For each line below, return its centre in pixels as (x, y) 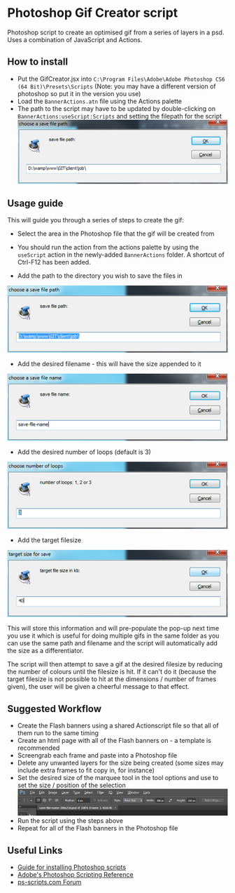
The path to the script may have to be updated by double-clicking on (116, 108)
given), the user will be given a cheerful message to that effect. (99, 687)
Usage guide (35, 203)
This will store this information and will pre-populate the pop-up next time (113, 629)
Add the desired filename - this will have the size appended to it (109, 364)
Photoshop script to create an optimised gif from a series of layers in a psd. (116, 32)
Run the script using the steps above (70, 821)
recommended (38, 748)
